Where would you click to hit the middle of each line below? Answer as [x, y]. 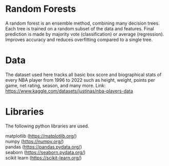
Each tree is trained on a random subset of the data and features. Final [80, 28]
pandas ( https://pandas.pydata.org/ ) [44, 146]
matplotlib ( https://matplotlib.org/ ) [41, 136]
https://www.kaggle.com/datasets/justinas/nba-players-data [69, 91]
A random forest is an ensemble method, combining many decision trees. [82, 23]
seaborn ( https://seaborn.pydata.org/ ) [46, 152]
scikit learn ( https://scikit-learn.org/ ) [44, 158]
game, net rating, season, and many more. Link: [56, 85]
